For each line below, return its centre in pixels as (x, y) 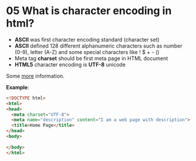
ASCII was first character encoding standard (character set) (87, 39)
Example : (18, 87)
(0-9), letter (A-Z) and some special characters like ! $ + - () (87, 52)
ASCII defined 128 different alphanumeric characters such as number (98, 46)
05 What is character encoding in (89, 11)
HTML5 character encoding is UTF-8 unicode (70, 64)
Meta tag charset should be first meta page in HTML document (91, 58)
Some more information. (35, 76)
